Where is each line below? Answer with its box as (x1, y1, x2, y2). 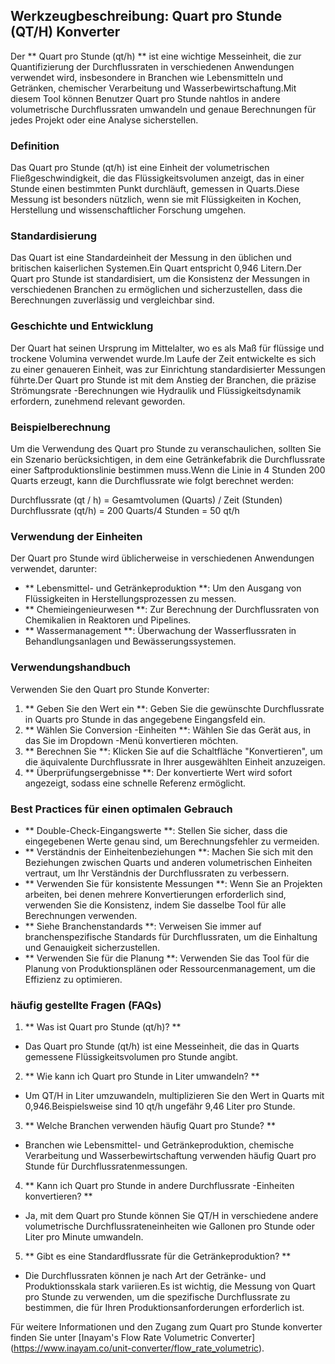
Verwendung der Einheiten (10, 529, 143, 543)
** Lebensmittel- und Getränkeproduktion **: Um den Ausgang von (24, 582, 302, 594)
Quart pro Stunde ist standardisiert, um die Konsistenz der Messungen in (10, 273, 310, 285)
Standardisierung (10, 229, 97, 243)
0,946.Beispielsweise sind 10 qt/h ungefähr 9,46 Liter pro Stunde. (24, 1100, 296, 1113)
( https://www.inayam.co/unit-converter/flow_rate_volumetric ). (10, 1342, 265, 1354)
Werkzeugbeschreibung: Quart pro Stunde (10, 8, 283, 25)
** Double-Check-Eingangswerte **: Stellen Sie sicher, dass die (24, 824, 288, 836)
